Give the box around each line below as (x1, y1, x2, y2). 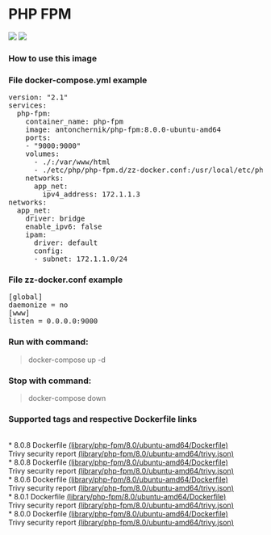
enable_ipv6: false (25, 222, 102, 231)
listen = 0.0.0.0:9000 (8, 317, 98, 326)
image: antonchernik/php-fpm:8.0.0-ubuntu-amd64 (25, 125, 222, 134)
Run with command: (8, 336, 89, 348)
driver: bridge (25, 214, 85, 223)
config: (33, 246, 65, 255)
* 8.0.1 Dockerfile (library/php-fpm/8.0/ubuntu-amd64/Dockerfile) (8, 492, 227, 502)
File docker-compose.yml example (8, 74, 148, 86)
